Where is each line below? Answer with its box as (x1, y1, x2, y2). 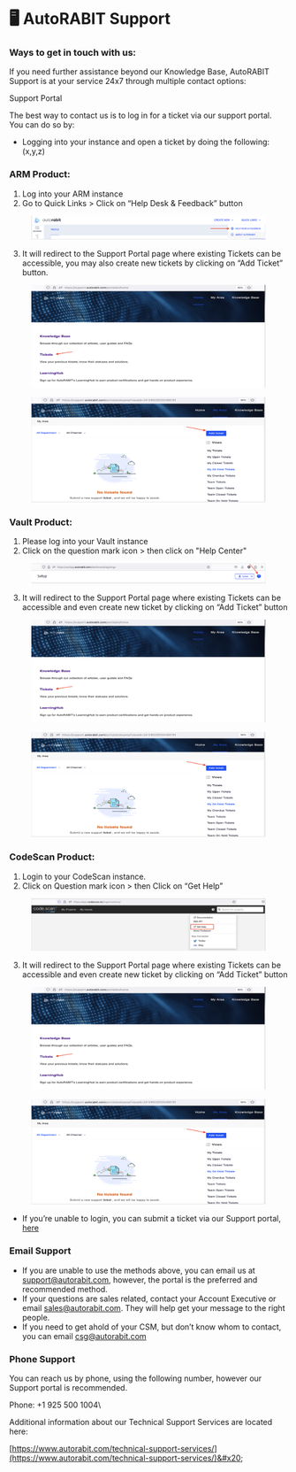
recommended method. (21, 1283, 108, 1294)
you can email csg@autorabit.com (21, 1330, 148, 1341)
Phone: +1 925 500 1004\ (9, 1399, 102, 1410)
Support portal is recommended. (9, 1382, 128, 1392)
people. (21, 1312, 50, 1322)
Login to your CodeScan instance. (21, 871, 147, 882)
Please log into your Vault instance (21, 536, 148, 547)
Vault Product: (9, 516, 72, 528)
